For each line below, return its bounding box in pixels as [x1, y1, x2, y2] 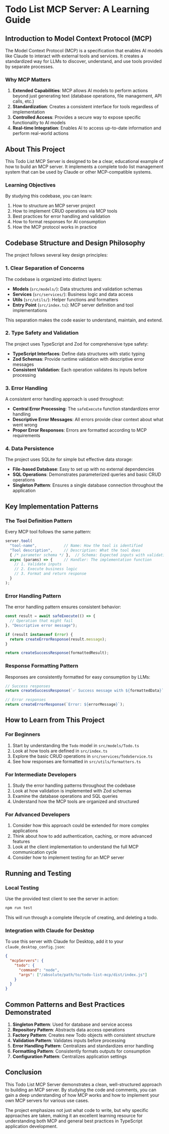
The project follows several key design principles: [5, 252, 108, 258]
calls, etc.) [12, 98, 34, 104]
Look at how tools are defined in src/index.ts [12, 748, 108, 754]
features [12, 839, 30, 845]
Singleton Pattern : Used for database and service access [12, 1021, 132, 1027]
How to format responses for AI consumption [12, 219, 107, 225]
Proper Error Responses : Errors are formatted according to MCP [12, 427, 147, 433]
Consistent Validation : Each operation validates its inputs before [12, 366, 147, 373]
